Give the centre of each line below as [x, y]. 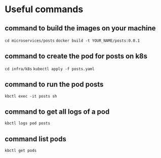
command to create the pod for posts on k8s [76, 56]
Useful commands [44, 9]
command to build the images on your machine [80, 28]
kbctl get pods [21, 151]
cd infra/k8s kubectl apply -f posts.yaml [50, 69]
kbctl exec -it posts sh [31, 96]
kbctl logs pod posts [28, 123]
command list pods [35, 139]
